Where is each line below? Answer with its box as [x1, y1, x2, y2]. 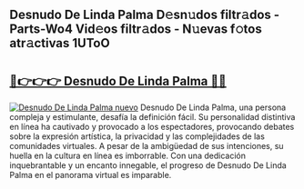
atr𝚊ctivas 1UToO [9, 35, 111, 51]
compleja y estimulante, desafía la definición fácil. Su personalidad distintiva [9, 112, 296, 122]
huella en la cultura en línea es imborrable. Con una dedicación [9, 150, 246, 161]
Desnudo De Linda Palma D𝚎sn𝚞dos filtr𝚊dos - [9, 7, 280, 23]
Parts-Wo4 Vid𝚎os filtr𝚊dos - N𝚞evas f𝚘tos [9, 22, 262, 37]
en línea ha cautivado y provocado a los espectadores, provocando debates [9, 122, 295, 132]
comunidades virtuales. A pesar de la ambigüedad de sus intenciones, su [9, 141, 284, 151]
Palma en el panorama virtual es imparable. [9, 170, 172, 180]
